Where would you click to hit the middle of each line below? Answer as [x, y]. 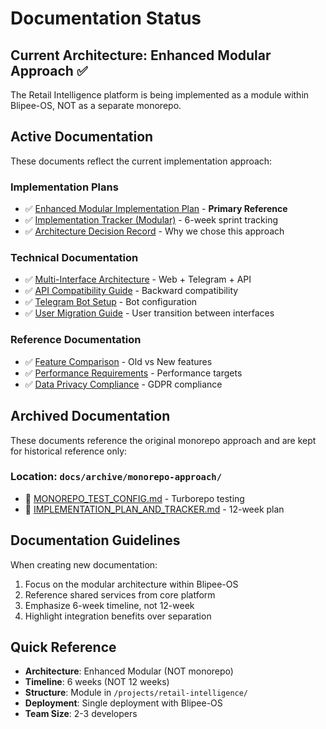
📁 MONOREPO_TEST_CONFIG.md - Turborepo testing [134, 498]
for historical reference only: [69, 451]
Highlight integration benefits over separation [118, 616]
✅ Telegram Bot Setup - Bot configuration [111, 302]
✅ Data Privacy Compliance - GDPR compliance [123, 384]
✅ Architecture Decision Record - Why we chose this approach [154, 231]
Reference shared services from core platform [120, 594]
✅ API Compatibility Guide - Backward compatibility [131, 291]
